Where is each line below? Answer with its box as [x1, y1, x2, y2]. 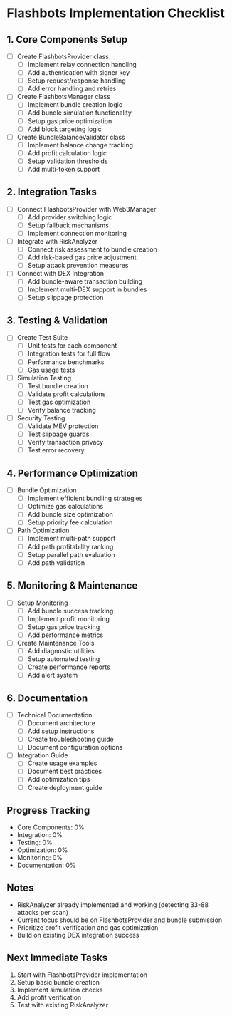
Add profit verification [16, 993, 82, 1002]
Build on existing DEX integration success [16, 931, 139, 940]
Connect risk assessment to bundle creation [27, 245, 157, 254]
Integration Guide [16, 751, 68, 760]
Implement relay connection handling [27, 61, 137, 69]
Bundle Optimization [16, 486, 77, 494]
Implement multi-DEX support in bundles [27, 285, 147, 294]
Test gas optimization [27, 398, 91, 406]
